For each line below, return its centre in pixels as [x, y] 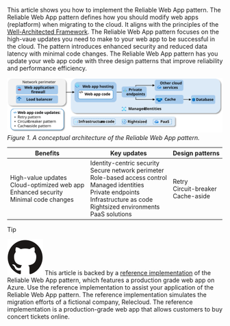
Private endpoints [115, 192]
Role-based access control [129, 178]
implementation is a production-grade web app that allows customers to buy [115, 309]
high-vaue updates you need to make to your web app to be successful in [111, 39]
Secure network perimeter [127, 170]
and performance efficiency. [47, 68]
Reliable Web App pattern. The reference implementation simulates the [107, 294]
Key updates [128, 153]
